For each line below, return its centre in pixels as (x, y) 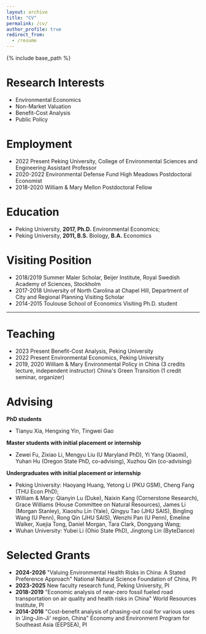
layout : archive (27, 12)
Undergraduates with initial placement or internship (74, 473)
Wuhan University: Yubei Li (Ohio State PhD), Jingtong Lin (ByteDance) (105, 530)
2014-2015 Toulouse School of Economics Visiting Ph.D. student (96, 303)
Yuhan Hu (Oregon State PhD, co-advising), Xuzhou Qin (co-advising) (103, 461)
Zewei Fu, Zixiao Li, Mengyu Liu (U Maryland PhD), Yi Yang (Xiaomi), (101, 454)
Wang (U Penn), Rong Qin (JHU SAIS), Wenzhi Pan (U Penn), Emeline (102, 517)
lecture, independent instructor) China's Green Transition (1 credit (98, 370)
